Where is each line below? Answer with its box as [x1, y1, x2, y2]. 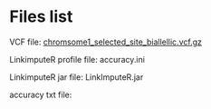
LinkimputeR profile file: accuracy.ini [9, 54, 145, 64]
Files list [9, 6, 73, 27]
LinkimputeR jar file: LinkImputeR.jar [9, 71, 144, 83]
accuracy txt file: [9, 89, 72, 100]
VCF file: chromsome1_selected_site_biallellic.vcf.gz [9, 36, 202, 47]
